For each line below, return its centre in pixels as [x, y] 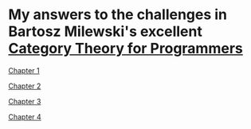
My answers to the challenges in [118, 15]
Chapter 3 [25, 101]
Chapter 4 [25, 116]
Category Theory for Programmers [125, 49]
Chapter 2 [25, 86]
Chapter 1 [24, 70]
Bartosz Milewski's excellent [106, 31]
